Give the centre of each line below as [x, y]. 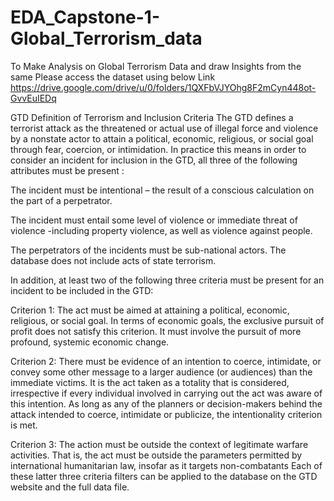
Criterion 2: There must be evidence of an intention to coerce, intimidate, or [166, 361]
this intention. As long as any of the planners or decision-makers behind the [166, 403]
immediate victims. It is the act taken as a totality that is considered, [150, 382]
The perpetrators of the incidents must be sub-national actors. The [148, 250]
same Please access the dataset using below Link [113, 77]
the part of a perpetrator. [61, 200]
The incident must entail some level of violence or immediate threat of [154, 220]
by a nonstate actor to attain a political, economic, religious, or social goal [162, 138]
